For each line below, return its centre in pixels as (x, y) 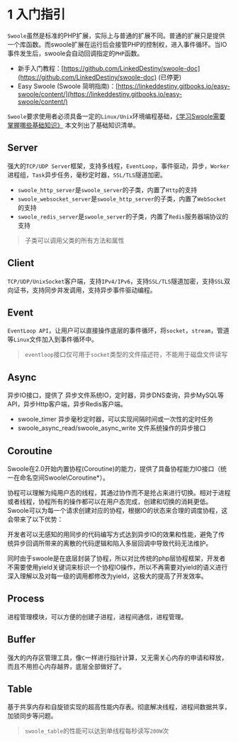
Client (21, 263)
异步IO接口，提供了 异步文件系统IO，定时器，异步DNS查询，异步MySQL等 (116, 395)
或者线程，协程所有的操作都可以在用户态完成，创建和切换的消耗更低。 (110, 502)
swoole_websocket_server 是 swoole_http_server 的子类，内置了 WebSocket (122, 199)
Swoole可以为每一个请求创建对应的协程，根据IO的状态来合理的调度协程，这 (118, 510)
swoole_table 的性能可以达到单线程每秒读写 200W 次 (97, 731)
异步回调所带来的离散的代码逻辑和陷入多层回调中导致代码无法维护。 (113, 543)
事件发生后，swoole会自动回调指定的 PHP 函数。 (75, 53)
